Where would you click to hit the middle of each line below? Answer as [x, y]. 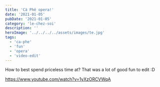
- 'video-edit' [25, 56]
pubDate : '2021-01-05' [28, 19]
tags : [11, 38]
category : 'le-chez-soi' [31, 23]
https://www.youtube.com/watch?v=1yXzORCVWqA [58, 79]
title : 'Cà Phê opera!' [30, 10]
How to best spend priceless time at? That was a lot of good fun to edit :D [80, 70]
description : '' [22, 28]
